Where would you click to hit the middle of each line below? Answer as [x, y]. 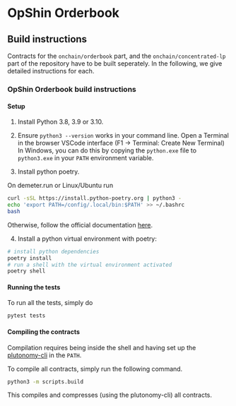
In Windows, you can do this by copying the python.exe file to [107, 150]
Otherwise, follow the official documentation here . [80, 225]
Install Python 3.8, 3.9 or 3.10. [60, 122]
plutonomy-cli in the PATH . [45, 355]
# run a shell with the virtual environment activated [90, 265]
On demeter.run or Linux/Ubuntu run [60, 186]
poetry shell [26, 271]
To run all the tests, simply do [50, 303]
